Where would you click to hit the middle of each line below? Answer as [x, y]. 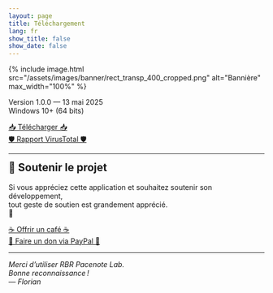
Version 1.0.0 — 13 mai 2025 [56, 102]
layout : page [30, 16]
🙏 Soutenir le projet [58, 168]
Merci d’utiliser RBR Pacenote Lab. [66, 264]
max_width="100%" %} [48, 87]
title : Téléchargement [47, 24]
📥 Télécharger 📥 [38, 127]
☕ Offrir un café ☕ [39, 229]
